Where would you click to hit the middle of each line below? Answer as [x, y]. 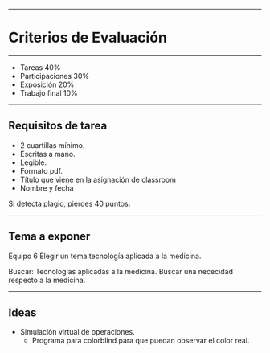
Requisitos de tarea [58, 126]
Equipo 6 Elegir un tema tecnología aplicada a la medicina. [105, 256]
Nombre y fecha [47, 188]
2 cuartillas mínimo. [52, 145]
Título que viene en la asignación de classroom [98, 179]
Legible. [33, 162]
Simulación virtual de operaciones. [77, 332]
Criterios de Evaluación [88, 38]
